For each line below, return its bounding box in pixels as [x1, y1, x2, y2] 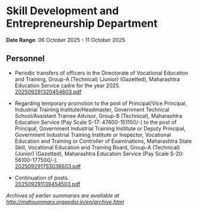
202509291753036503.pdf [14, 162, 81, 170]
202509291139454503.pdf [14, 180, 81, 187]
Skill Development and [6, 4, 119, 18]
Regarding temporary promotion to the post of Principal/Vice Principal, [14, 100, 187, 107]
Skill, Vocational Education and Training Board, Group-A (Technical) [14, 143, 180, 151]
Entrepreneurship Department [6, 17, 158, 30]
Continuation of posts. [14, 174, 69, 181]
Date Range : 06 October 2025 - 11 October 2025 [6, 36, 126, 43]
